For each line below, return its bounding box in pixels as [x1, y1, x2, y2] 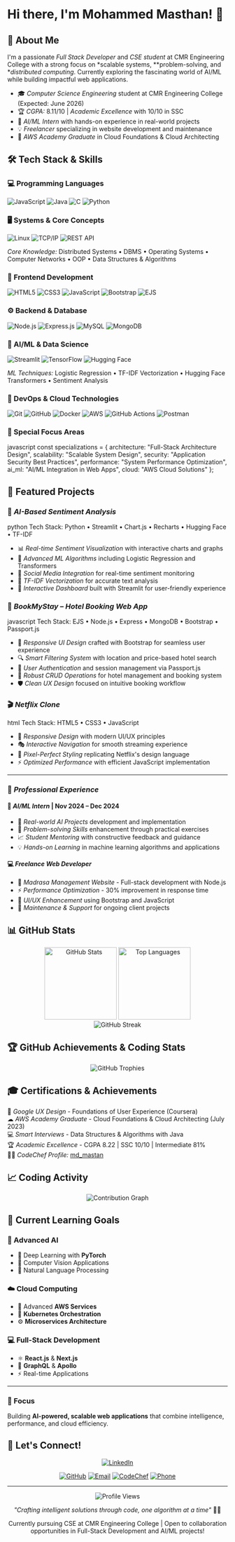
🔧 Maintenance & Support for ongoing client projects [17, 904, 170, 912]
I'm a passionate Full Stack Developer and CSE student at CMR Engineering [7, 53, 225, 61]
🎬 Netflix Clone [7, 700, 61, 710]
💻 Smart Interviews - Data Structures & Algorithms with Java [7, 1130, 184, 1138]
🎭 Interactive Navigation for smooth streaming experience [17, 740, 188, 748]
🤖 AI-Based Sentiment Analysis [7, 506, 117, 516]
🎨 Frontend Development [7, 272, 94, 282]
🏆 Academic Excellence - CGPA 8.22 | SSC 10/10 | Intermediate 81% [7, 1140, 206, 1149]
